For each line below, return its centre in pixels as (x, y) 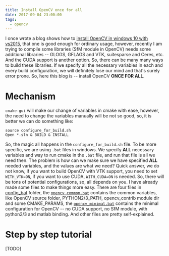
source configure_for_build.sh (38, 131)
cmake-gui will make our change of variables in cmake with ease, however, (82, 111)
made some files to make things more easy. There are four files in (73, 187)
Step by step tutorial (49, 234)
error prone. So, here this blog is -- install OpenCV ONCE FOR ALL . (75, 76)
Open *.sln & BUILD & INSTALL (37, 135)
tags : (11, 19)
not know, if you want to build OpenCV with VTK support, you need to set (81, 171)
